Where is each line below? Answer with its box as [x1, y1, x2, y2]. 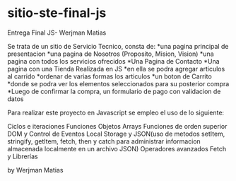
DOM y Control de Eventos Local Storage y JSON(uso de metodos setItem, [7, 129, 225, 138]
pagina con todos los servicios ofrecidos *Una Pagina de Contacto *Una [7, 57, 220, 65]
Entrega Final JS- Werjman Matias [7, 28, 107, 37]
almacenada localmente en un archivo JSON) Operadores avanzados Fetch [7, 144, 227, 153]
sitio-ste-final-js [7, 5, 107, 21]
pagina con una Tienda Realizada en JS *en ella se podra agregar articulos [7, 64, 225, 73]
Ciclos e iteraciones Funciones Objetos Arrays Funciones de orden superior [7, 122, 228, 130]
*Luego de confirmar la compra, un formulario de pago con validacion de [7, 87, 221, 95]
